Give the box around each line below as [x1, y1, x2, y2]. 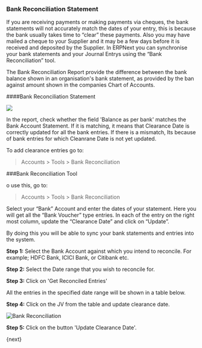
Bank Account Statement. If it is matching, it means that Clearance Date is [6, 122, 190, 129]
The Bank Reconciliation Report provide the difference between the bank [6, 69, 187, 76]
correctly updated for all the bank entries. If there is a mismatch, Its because [6, 129, 196, 136]
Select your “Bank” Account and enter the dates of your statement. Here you [6, 205, 197, 213]
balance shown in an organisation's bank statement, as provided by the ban [6, 75, 194, 82]
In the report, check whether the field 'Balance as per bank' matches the [6, 116, 186, 123]
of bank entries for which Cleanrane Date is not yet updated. [6, 135, 157, 143]
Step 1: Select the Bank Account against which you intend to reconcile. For [6, 247, 192, 255]
